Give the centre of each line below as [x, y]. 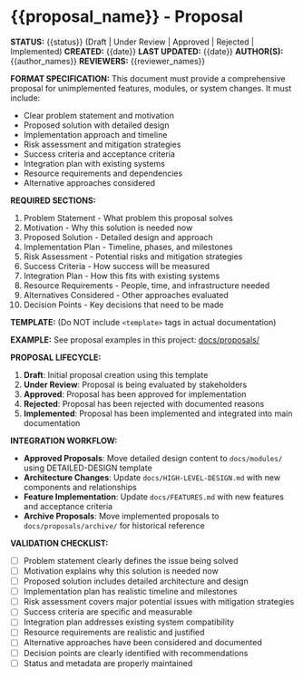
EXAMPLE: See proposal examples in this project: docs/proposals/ [135, 339]
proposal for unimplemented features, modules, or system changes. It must [151, 88]
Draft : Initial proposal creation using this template [116, 374]
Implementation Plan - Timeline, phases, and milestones [128, 247]
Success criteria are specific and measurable [108, 612]
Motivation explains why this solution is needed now [121, 571]
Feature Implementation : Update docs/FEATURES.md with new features [154, 497]
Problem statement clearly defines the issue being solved [131, 560]
